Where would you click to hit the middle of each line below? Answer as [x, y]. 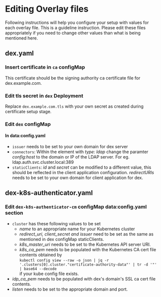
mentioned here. [21, 38]
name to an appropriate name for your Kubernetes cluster [77, 229]
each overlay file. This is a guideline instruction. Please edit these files [75, 27]
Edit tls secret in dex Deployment [44, 96]
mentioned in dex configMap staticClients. [62, 239]
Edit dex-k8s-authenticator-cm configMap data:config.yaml [76, 207]
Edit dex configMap [28, 124]
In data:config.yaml [25, 136]
